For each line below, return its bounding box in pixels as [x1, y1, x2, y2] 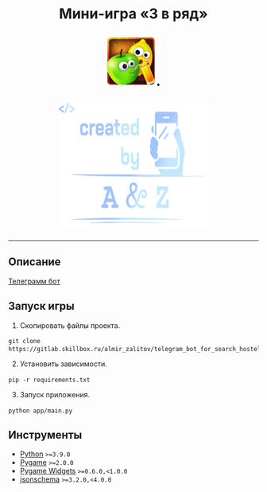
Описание [8, 256, 61, 269]
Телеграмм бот [8, 276, 60, 286]
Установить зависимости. [19, 359, 107, 369]
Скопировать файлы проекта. [19, 320, 121, 330]
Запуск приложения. [19, 389, 91, 399]
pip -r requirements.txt [8, 376, 91, 384]
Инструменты [8, 428, 83, 442]
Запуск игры [8, 299, 75, 313]
